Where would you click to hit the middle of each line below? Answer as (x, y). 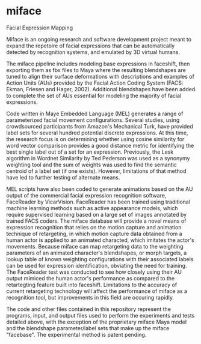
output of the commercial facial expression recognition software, (86, 195)
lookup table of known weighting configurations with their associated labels (100, 259)
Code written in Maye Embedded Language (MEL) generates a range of (95, 113)
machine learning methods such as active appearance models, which (92, 208)
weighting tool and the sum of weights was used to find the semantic (92, 164)
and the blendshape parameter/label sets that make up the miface (88, 328)
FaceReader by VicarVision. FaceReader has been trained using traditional (98, 202)
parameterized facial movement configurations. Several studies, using (93, 120)
